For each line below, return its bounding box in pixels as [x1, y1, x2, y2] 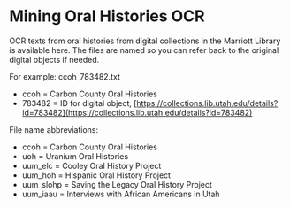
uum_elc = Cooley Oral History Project [21, 160, 162, 171]
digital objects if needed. [9, 54, 100, 65]
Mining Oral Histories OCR [9, 6, 205, 27]
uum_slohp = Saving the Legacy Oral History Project [21, 179, 212, 189]
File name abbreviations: [9, 124, 99, 134]
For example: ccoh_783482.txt [9, 71, 121, 81]
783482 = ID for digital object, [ [21, 97, 137, 108]
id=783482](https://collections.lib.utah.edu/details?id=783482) [21, 107, 253, 118]
